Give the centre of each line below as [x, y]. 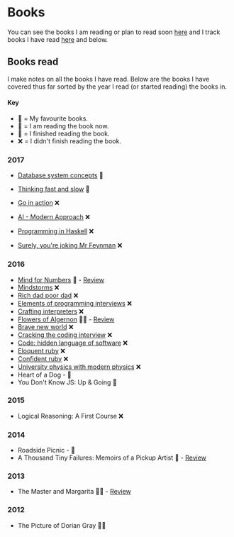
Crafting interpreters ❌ [51, 311]
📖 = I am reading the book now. [63, 126]
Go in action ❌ [39, 203]
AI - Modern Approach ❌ [54, 217]
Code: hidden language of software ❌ [73, 343]
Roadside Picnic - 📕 [46, 450]
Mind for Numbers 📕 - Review [61, 279]
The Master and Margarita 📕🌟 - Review [74, 492]
